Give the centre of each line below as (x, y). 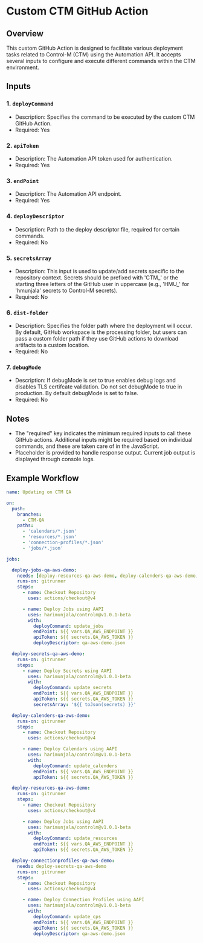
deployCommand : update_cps (67, 916)
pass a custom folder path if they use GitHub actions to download (97, 339)
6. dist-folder (27, 312)
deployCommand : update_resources (75, 838)
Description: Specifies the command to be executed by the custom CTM (105, 117)
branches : (30, 514)
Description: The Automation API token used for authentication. (94, 158)
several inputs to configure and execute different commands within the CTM (101, 61)
